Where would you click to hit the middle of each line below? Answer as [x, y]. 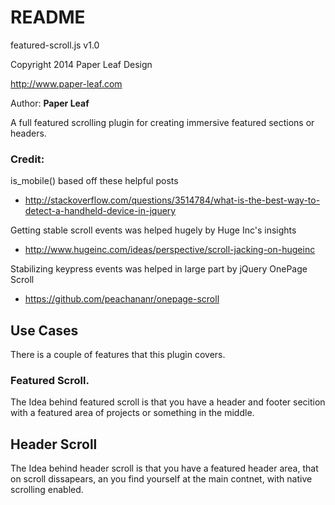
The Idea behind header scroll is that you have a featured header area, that [164, 468]
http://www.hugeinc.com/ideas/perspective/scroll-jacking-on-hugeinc [170, 250]
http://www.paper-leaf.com [66, 83]
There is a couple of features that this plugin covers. [118, 355]
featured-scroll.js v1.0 [55, 45]
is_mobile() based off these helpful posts [94, 181]
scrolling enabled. [47, 490]
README [48, 17]
